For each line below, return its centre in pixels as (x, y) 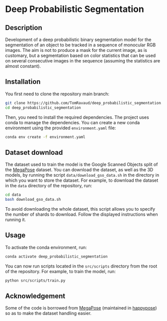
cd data (13, 195)
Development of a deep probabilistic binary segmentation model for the (78, 39)
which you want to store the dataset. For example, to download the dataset (82, 180)
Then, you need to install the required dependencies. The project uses (77, 117)
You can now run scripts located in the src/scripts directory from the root (81, 266)
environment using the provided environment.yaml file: (61, 128)
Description (24, 28)
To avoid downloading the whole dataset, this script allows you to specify (80, 209)
